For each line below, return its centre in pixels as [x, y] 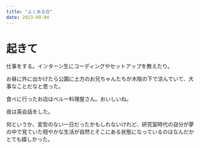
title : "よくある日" [29, 12]
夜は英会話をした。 [30, 112]
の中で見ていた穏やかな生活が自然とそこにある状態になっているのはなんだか [100, 132]
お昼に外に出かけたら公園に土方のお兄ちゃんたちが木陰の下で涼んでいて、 [98, 79]
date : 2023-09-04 [28, 17]
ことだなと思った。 [40, 87]
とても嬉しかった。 [30, 139]
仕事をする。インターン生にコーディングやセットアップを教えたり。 [90, 66]
